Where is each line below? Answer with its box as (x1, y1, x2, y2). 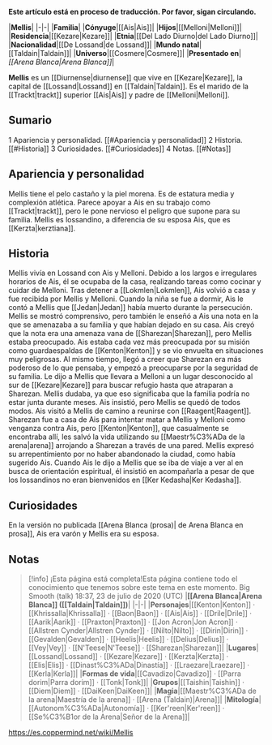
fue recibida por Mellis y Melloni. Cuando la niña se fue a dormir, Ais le (8, 294, 244, 304)
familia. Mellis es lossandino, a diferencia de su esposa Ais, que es (8, 214, 231, 224)
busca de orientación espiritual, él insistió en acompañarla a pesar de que (8, 467, 255, 476)
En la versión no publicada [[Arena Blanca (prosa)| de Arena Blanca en (8, 520, 244, 530)
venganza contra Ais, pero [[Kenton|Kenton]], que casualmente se (8, 424, 229, 433)
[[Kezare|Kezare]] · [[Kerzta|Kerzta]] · (104, 652, 229, 661)
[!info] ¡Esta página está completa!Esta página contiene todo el (28, 574, 238, 584)
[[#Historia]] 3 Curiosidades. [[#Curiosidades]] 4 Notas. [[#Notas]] (8, 144, 232, 153)
